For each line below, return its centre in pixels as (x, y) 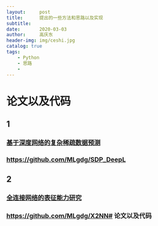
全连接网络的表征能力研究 (44, 198)
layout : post (28, 12)
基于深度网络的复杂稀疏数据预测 (54, 143)
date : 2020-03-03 (37, 29)
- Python (28, 58)
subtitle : (19, 23)
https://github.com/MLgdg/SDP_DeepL (66, 159)
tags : (13, 52)
